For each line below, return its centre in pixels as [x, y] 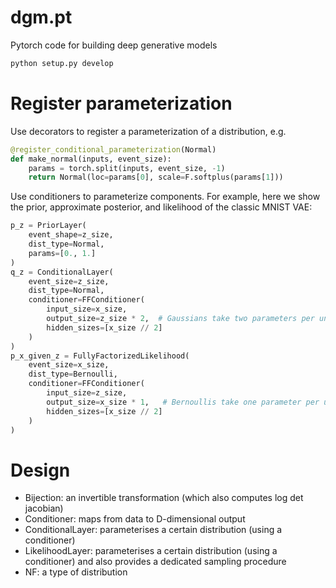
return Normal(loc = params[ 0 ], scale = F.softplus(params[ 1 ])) [156, 177]
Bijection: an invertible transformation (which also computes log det [164, 498]
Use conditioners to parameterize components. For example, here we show [165, 197]
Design [40, 470]
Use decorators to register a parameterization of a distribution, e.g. [148, 131]
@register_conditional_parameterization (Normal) [113, 149]
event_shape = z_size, [71, 235]
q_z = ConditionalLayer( [62, 272]
